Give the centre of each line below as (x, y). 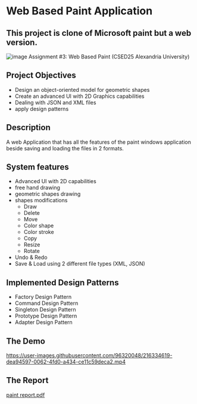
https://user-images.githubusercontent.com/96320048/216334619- (89, 356)
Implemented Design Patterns (62, 283)
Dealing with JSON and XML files (55, 102)
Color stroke (39, 232)
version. (22, 42)
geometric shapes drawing (48, 194)
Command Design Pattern (46, 303)
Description (28, 127)
